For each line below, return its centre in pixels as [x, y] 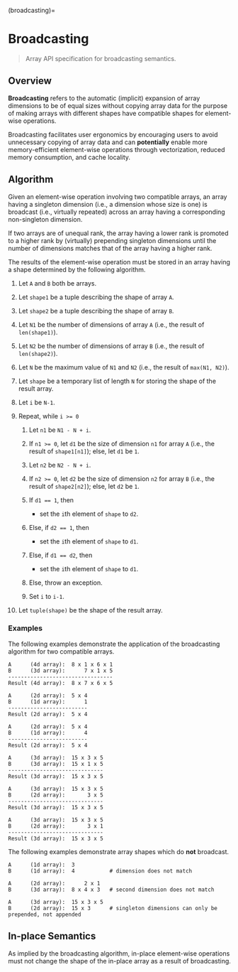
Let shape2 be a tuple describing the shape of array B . [96, 310]
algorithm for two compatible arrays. [61, 651]
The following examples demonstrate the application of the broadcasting [114, 644]
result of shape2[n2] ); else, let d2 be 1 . [84, 486]
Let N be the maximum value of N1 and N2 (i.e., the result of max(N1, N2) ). [124, 367]
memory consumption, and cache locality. [69, 157]
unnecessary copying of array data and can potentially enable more [108, 142]
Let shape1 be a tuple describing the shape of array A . [96, 297]
